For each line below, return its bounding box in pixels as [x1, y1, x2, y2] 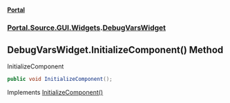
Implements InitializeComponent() [7, 88, 104, 97]
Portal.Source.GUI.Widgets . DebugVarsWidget [7, 23, 166, 32]
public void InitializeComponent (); [7, 76, 113, 83]
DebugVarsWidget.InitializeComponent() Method [7, 44, 224, 55]
